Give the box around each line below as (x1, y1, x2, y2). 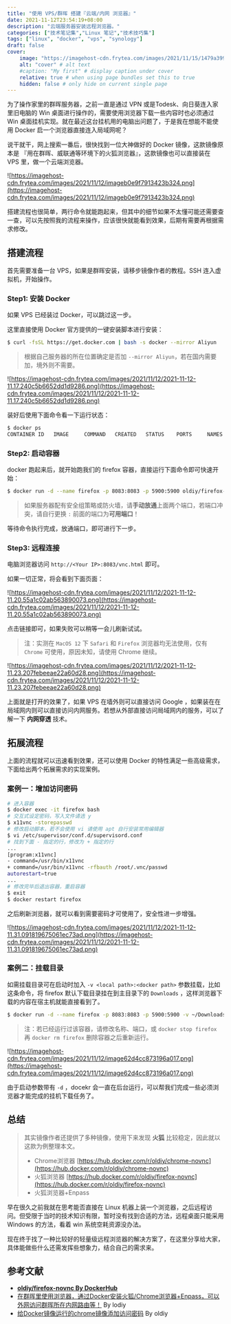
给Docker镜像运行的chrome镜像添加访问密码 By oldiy (16, 1310, 168, 1318)
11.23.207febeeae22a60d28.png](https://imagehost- (7, 669, 156, 677)
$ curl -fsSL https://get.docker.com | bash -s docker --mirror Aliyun (7, 339, 217, 346)
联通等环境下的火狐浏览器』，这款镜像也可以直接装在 (63, 149, 211, 158)
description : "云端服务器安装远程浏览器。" (7, 23, 120, 30)
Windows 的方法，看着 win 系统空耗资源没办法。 (7, 1220, 145, 1228)
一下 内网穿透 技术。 (12, 715, 71, 723)
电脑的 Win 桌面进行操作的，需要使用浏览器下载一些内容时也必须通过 (19, 109, 214, 117)
